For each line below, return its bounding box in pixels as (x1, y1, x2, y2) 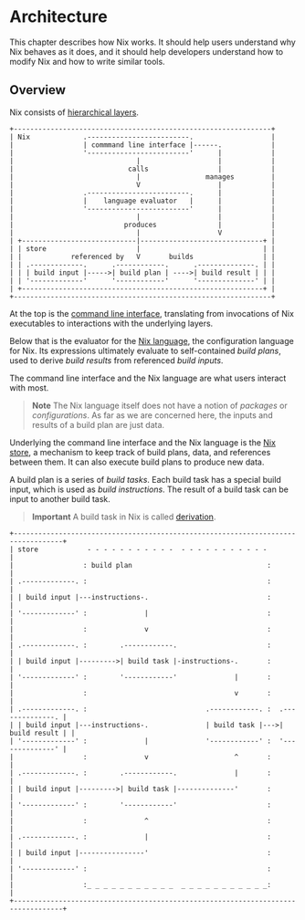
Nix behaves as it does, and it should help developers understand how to (9, 46, 284, 57)
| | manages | (9, 172, 276, 182)
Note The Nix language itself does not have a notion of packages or (31, 400, 288, 411)
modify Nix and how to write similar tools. (9, 56, 166, 67)
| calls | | (9, 164, 276, 173)
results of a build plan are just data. (31, 419, 165, 430)
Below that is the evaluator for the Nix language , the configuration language (9, 335, 294, 346)
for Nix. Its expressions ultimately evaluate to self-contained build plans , (9, 345, 281, 356)
